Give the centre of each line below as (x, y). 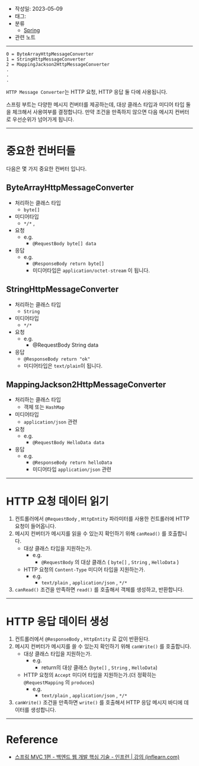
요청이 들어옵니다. (35, 526)
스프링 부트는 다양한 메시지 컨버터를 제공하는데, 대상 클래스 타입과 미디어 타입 (95, 105)
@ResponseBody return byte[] (68, 264)
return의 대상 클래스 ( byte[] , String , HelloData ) (99, 667)
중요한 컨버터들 (41, 151)
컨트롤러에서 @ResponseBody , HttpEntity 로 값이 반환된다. (82, 639)
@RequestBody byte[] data (64, 243)
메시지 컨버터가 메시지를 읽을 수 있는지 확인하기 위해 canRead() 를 (91, 534)
